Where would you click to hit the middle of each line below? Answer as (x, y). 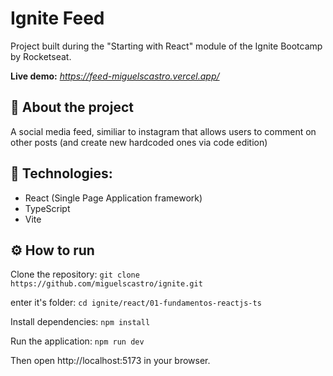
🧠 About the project (72, 107)
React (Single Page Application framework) (113, 198)
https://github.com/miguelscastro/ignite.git (106, 284)
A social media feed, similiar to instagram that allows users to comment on (163, 131)
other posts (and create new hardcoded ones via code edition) (139, 142)
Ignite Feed (57, 18)
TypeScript (47, 208)
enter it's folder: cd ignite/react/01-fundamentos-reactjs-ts (136, 303)
